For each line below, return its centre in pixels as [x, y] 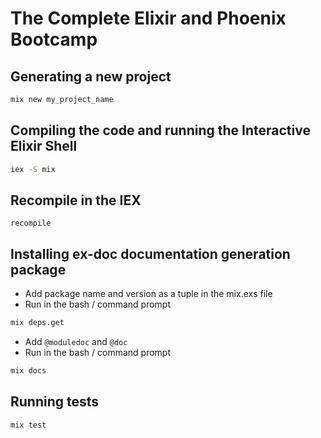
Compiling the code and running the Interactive [160, 130]
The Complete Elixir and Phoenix [148, 18]
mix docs [28, 371]
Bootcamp [54, 39]
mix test [28, 425]
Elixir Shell [44, 146]
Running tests [55, 402]
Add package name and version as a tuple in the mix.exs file [148, 294]
